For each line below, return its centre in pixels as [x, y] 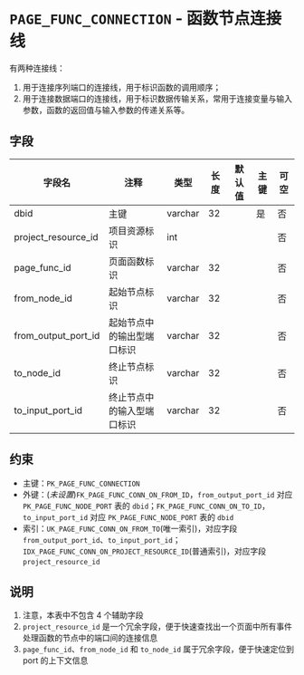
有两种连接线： [37, 68]
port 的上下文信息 [55, 661]
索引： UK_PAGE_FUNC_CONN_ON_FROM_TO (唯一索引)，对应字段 [130, 528]
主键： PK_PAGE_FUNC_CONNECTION [81, 483]
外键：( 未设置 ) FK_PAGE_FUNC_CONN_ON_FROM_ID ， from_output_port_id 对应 [157, 494]
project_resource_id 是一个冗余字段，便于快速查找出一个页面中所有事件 [157, 627]
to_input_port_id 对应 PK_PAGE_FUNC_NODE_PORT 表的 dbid [128, 516]
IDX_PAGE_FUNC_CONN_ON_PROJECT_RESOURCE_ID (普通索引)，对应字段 [144, 551]
